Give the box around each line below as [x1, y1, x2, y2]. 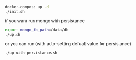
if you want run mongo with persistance [5, 18, 85, 24]
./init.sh [5, 9, 25, 14]
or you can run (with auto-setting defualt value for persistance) [5, 40, 131, 46]
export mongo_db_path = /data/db [5, 27, 68, 32]
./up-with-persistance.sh [5, 50, 57, 55]
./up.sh [5, 32, 21, 37]
